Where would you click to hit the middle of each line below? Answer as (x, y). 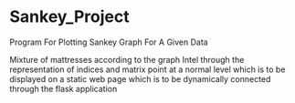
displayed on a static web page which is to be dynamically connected (140, 78)
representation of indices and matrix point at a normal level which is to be (147, 69)
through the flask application (63, 88)
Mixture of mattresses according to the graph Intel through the (127, 59)
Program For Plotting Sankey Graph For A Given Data (109, 42)
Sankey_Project (69, 17)
